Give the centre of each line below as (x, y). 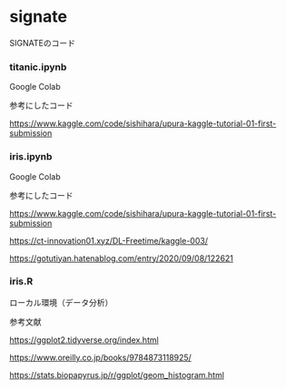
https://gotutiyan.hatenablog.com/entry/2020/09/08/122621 (122, 258)
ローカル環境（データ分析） (61, 302)
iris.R (21, 281)
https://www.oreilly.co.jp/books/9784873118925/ (101, 357)
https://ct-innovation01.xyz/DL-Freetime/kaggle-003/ (109, 240)
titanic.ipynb (38, 67)
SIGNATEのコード (42, 43)
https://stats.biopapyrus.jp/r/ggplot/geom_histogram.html (117, 374)
